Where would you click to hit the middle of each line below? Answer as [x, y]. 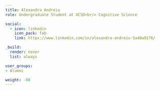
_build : [13, 47]
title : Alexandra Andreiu [33, 10]
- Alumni [14, 71]
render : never [25, 52]
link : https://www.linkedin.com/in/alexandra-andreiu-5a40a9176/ [85, 38]
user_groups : [19, 66]
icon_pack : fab [30, 34]
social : [13, 24]
